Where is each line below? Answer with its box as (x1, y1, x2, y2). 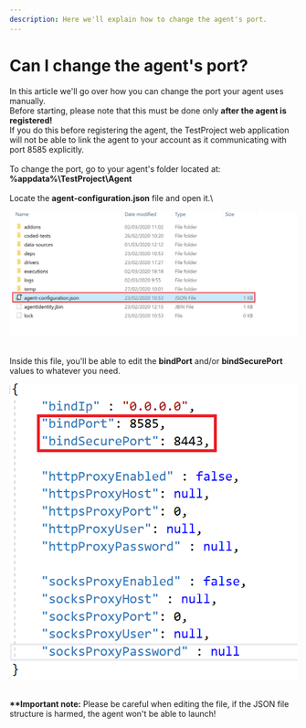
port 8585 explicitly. (9, 144, 85, 155)
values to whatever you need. (9, 365, 121, 376)
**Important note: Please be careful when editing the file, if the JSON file (9, 699, 290, 709)
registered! (9, 114, 53, 125)
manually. (9, 95, 46, 106)
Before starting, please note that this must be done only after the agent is (9, 105, 287, 116)
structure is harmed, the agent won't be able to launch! (9, 709, 216, 719)
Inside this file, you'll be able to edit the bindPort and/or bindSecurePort (9, 355, 283, 366)
